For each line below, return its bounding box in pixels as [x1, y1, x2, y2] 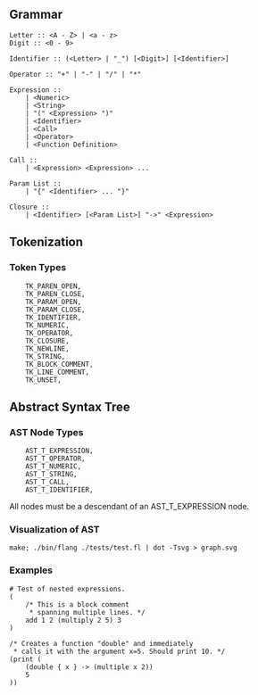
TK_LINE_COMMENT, [25, 368, 90, 376]
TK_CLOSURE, [25, 336, 70, 345]
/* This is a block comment [25, 600, 129, 609]
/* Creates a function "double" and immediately [9, 639, 194, 648]
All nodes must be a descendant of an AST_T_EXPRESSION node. [9, 501, 250, 512]
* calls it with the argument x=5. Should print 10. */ [12, 647, 226, 656]
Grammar [9, 7, 63, 22]
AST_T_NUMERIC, [25, 462, 82, 471]
